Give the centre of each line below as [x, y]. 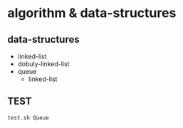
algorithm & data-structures [92, 13]
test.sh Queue [28, 118]
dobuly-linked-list [43, 64]
